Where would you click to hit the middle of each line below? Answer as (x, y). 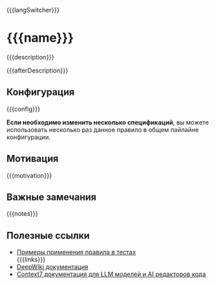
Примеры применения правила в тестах (76, 252)
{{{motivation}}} (29, 175)
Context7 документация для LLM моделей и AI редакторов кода (111, 274)
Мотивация (33, 159)
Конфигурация (40, 92)
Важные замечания (52, 197)
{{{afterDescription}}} (37, 70)
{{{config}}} (24, 109)
